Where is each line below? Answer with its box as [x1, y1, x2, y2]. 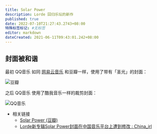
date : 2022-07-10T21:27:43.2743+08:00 [5, 21, 85, 26]
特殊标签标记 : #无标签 [5, 26, 46, 31]
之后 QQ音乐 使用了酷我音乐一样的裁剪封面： [5, 90, 97, 96]
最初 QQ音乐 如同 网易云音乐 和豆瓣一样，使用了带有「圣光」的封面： [5, 68, 148, 74]
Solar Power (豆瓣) [19, 117, 58, 123]
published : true [5, 16, 39, 21]
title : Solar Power [5, 7, 46, 12]
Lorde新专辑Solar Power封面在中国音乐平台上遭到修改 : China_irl [19, 123, 153, 129]
